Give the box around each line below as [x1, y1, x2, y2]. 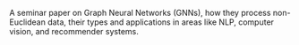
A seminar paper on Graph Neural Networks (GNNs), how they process [9, 8, 271, 18]
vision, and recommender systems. [9, 26, 139, 36]
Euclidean [9, 17, 47, 27]
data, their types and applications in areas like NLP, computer [47, 17, 275, 27]
